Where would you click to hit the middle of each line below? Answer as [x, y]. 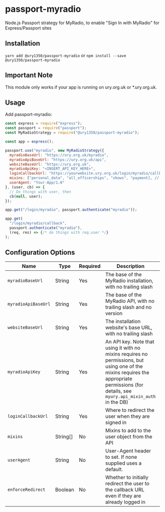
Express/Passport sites [28, 28]
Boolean [65, 490]
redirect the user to [127, 483]
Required [90, 266]
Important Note [29, 75]
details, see [118, 391]
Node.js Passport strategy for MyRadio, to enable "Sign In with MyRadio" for [82, 23]
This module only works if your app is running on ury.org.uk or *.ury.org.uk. [81, 87]
